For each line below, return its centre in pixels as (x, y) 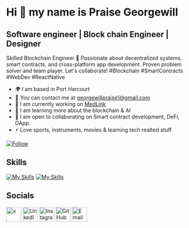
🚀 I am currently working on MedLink (60, 104)
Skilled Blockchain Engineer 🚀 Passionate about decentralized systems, (94, 58)
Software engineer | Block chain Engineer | (88, 34)
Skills (16, 162)
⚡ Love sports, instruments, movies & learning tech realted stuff (93, 130)
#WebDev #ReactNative (36, 77)
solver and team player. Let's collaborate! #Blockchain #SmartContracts (95, 71)
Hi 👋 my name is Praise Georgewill (92, 12)
